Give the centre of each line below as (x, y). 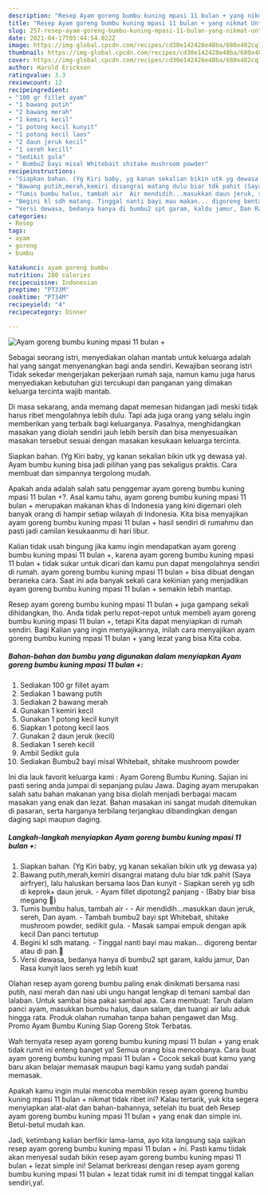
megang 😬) (38, 900)
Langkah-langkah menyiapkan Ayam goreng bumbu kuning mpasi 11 (125, 837)
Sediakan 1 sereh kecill (57, 744)
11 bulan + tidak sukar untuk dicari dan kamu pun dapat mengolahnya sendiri (134, 563)
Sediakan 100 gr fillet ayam (64, 685)
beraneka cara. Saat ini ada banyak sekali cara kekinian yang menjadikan (128, 580)
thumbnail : (26, 53)
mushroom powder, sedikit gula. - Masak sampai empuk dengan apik (133, 925)
